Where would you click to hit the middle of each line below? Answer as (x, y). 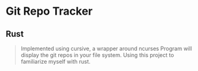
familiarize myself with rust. (55, 62)
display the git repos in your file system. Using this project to (97, 55)
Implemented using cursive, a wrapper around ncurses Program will (106, 48)
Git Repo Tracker (49, 11)
